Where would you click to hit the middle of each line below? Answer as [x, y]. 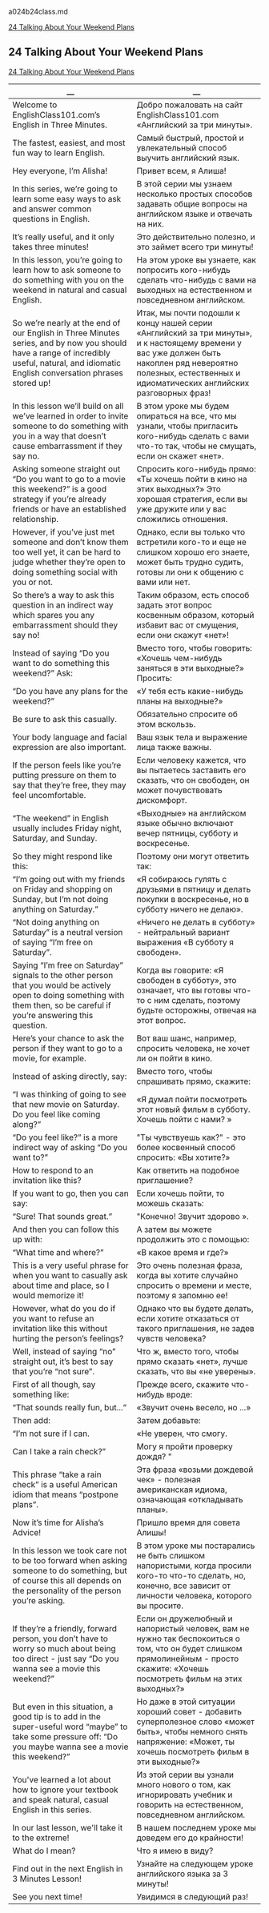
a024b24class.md [38, 12]
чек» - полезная [169, 1479]
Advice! [27, 1532]
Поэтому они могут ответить [193, 856]
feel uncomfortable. [49, 795]
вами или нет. [163, 582]
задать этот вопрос [174, 605]
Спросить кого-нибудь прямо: [196, 469]
